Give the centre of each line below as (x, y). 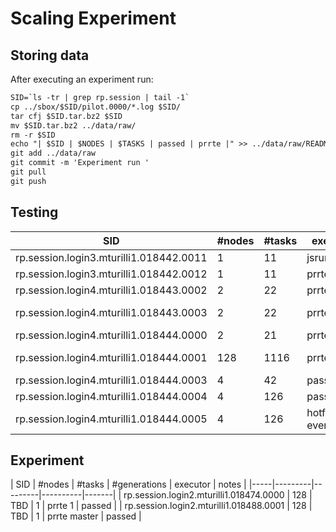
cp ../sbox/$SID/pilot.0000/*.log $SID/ (96, 107)
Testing (34, 212)
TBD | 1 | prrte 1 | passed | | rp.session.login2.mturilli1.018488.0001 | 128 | (161, 506)
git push (28, 181)
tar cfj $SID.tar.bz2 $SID (66, 116)
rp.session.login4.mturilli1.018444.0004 (111, 396)
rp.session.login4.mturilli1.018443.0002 (111, 290)
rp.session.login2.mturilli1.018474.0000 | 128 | (218, 495)
